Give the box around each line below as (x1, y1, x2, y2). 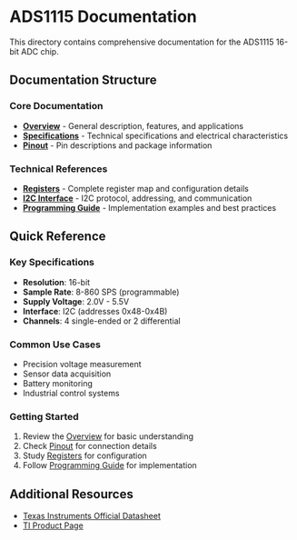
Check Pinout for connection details (22, 441, 157, 452)
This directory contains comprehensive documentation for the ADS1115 (9, 36, 274, 47)
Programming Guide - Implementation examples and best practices (22, 202, 277, 213)
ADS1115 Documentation (9, 6, 197, 27)
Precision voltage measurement (22, 358, 143, 369)
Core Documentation (9, 100, 104, 113)
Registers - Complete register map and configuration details (22, 183, 250, 194)
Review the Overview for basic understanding (22, 431, 193, 442)
